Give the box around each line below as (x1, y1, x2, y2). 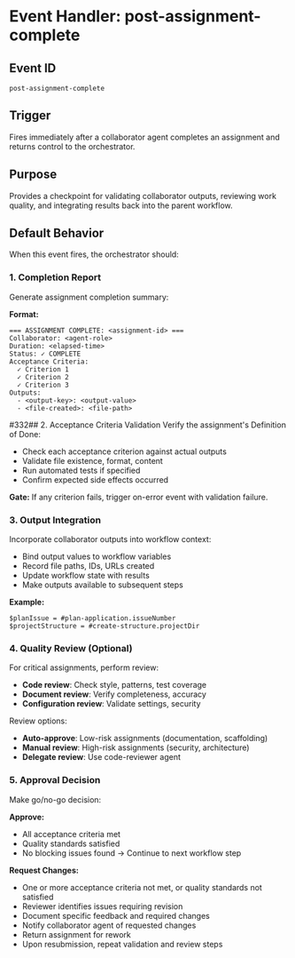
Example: (9, 597, 45, 608)
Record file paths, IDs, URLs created (21, 561, 155, 571)
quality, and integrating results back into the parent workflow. (9, 200, 233, 211)
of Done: (9, 428, 42, 439)
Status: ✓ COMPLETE (9, 349, 82, 358)
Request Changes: (9, 865, 80, 875)
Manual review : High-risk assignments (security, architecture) (21, 742, 250, 753)
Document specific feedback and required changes (21, 910, 211, 921)
